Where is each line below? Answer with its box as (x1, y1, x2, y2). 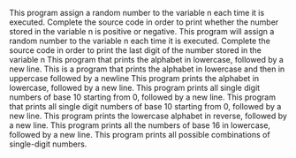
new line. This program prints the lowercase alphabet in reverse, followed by (9, 110, 287, 121)
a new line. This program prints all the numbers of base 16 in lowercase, (9, 120, 271, 131)
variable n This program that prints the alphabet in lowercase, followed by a (9, 55, 285, 64)
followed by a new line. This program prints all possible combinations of (9, 130, 271, 139)
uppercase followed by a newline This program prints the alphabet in (9, 73, 259, 83)
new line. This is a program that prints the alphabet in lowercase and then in (9, 64, 285, 74)
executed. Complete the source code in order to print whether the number (9, 17, 279, 27)
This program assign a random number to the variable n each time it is (9, 8, 265, 18)
